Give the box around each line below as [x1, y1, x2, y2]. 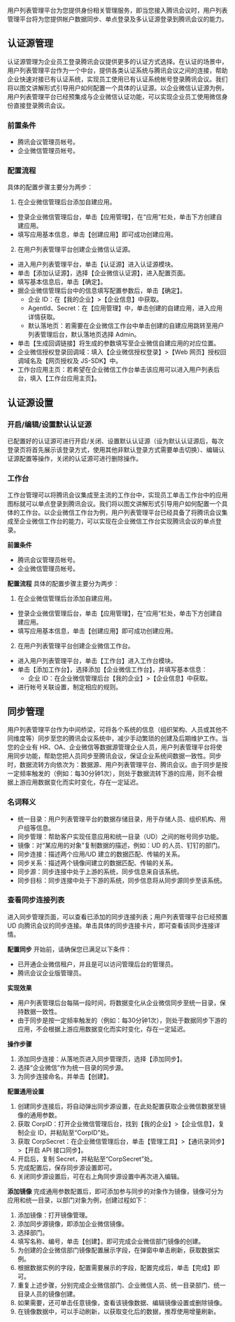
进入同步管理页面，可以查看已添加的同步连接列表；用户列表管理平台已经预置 [7, 912, 228, 921]
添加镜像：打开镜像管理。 [17, 1210, 92, 1219]
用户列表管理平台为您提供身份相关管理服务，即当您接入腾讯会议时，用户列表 [7, 6, 228, 14]
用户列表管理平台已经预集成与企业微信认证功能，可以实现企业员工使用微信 [7, 92, 222, 100]
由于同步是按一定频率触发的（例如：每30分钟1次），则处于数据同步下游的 [17, 1016, 227, 1024]
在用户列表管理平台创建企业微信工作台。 [17, 641, 134, 650]
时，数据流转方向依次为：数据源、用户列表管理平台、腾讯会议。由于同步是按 [7, 761, 228, 769]
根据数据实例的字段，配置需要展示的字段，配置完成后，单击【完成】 [17, 1263, 214, 1271]
